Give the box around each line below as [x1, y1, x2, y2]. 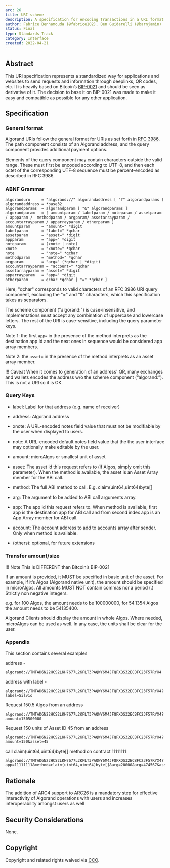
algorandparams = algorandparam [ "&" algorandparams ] [5, 206, 128, 211]
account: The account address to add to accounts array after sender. [12, 524, 157, 531]
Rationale [5, 776, 36, 785]
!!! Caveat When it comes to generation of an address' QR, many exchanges [5, 368, 163, 375]
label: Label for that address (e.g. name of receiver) [12, 404, 120, 410]
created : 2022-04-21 [5, 41, 49, 46]
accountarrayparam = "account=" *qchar [5, 264, 90, 269]
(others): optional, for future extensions [12, 540, 95, 546]
